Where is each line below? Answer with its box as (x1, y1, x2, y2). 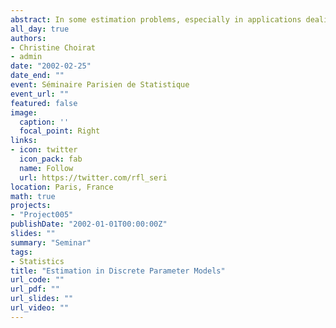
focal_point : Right (19, 126, 101, 136)
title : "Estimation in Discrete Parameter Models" (10, 266, 226, 276)
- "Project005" (10, 210, 74, 220)
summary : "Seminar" (10, 237, 92, 248)
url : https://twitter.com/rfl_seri (19, 172, 168, 183)
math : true (10, 191, 56, 201)
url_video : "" (10, 303, 70, 313)
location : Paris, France (10, 182, 114, 192)
